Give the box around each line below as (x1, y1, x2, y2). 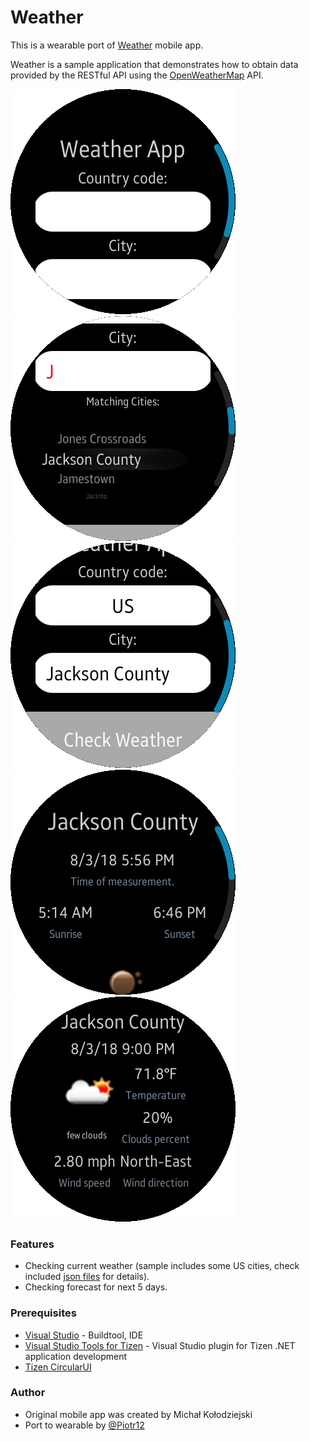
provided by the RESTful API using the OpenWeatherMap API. (10, 69, 264, 81)
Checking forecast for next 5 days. (24, 1281, 168, 1293)
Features (10, 1237, 55, 1251)
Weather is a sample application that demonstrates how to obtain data (10, 58, 299, 70)
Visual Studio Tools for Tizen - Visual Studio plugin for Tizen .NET (24, 1339, 296, 1351)
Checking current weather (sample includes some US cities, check (24, 1260, 300, 1272)
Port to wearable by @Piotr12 (24, 1419, 145, 1431)
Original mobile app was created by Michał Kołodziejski (24, 1408, 253, 1420)
